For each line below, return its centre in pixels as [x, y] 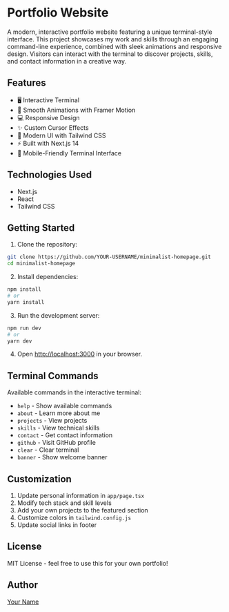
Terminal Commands [53, 375]
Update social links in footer [57, 525]
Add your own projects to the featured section [82, 510]
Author [22, 585]
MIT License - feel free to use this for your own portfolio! [88, 563]
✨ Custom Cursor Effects [53, 127]
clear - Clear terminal [48, 450]
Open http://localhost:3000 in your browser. [80, 354]
